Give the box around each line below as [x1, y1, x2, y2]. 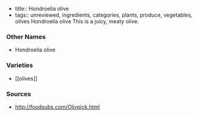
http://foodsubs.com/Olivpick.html [14, 103, 100, 110]
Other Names [6, 32, 46, 41]
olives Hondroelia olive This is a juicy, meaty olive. [14, 18, 139, 25]
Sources [6, 90, 31, 98]
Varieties [6, 61, 33, 69]
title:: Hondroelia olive [14, 5, 69, 12]
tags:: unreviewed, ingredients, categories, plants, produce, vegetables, [14, 11, 193, 19]
